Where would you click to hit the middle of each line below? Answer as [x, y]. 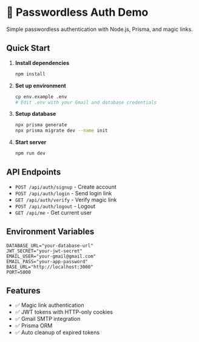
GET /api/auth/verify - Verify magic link [66, 199]
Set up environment [41, 85]
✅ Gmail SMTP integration [48, 319]
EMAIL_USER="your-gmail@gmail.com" [51, 256]
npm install [30, 74]
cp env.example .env [41, 96]
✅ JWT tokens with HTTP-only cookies [64, 312]
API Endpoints [34, 172]
